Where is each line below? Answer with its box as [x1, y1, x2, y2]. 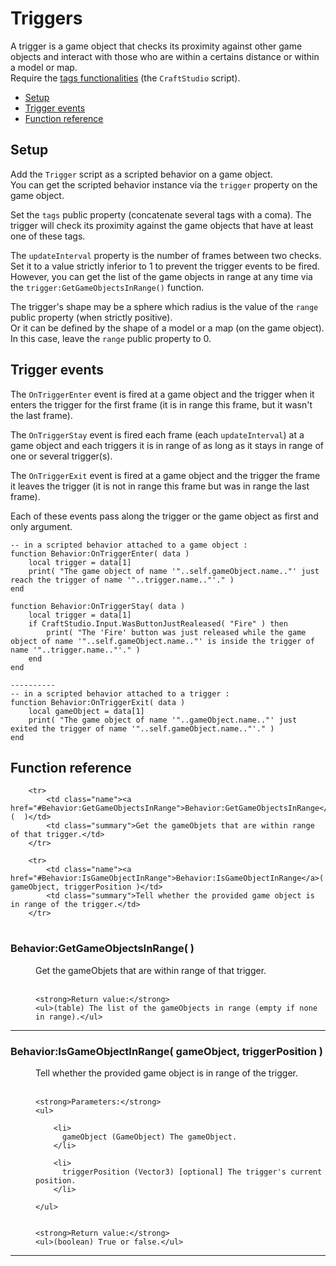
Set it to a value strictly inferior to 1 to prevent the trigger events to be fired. [10, 260, 320, 272]
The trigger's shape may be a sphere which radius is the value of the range [10, 300, 319, 312]
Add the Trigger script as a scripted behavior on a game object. [10, 168, 273, 180]
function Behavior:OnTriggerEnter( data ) [10, 548, 190, 559]
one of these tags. [10, 230, 86, 242]
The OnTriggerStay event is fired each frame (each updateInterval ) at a [10, 428, 305, 441]
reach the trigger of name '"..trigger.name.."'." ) [10, 575, 235, 585]
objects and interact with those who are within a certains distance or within [10, 50, 320, 62]
